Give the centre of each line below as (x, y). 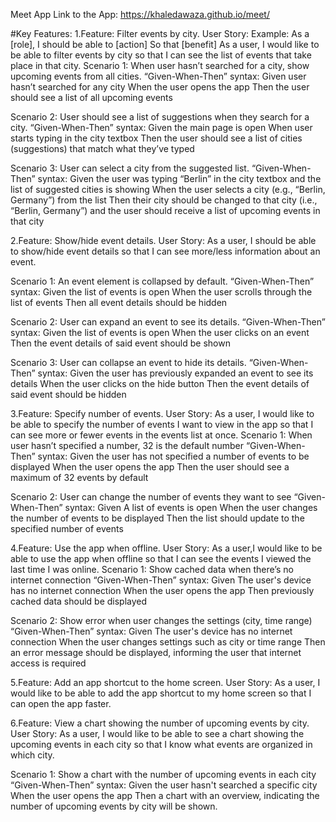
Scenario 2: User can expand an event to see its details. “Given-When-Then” (168, 322)
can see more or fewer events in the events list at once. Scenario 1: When (161, 435)
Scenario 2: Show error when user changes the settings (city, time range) (161, 620)
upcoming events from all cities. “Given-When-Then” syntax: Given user (158, 76)
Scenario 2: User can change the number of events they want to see (151, 497)
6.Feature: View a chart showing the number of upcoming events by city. (160, 723)
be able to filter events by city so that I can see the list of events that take (161, 55)
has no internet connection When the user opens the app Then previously (162, 590)
